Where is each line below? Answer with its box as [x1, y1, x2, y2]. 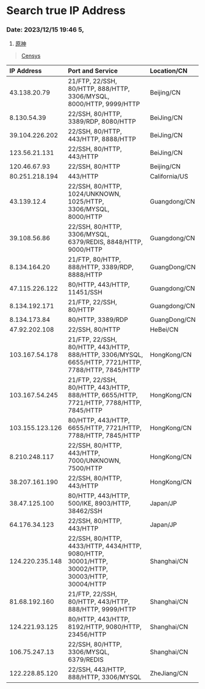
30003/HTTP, [68, 573, 109, 581]
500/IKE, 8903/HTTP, [68, 499, 131, 508]
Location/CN [149, 66, 188, 75]
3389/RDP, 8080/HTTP [68, 117, 136, 126]
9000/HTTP [68, 245, 103, 254]
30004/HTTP [68, 580, 107, 588]
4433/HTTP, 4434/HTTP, [68, 542, 142, 551]
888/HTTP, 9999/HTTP [68, 605, 136, 613]
